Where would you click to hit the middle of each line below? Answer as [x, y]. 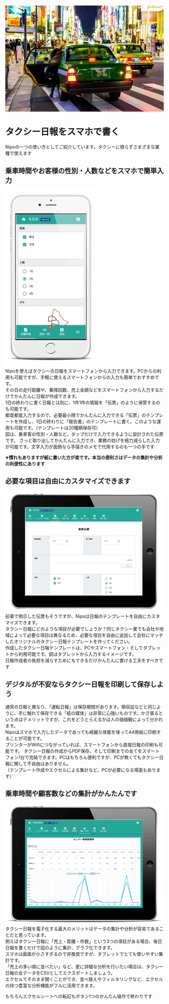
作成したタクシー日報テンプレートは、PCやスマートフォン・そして [74, 648]
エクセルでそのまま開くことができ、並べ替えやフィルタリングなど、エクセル [84, 979]
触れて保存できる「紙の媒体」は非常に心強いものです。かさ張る [93, 713]
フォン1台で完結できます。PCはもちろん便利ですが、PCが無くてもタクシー [82, 758]
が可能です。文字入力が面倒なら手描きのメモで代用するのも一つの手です [80, 447]
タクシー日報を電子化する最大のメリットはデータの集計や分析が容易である [82, 929]
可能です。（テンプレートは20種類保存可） [57, 428]
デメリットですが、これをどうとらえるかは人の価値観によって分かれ [93, 720]
